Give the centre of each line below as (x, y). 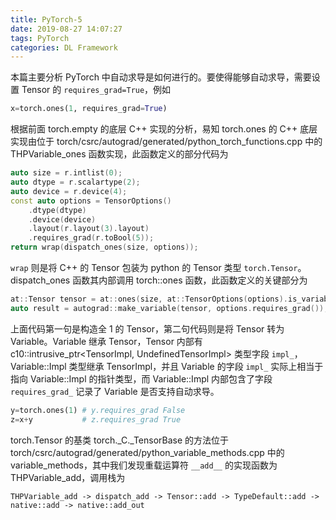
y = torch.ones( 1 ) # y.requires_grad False (98, 410)
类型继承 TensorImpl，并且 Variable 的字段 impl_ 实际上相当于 (196, 366)
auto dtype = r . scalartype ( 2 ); (75, 182)
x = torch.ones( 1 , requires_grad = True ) (89, 109)
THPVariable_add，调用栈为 (68, 477)
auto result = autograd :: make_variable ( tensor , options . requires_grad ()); (169, 308)
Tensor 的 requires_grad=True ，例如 (96, 90)
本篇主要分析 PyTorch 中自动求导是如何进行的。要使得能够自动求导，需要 (161, 77)
